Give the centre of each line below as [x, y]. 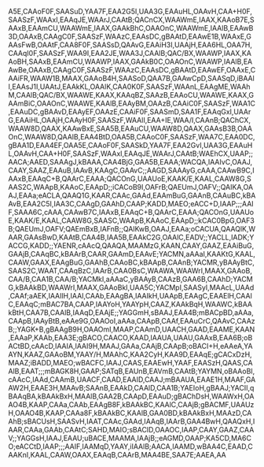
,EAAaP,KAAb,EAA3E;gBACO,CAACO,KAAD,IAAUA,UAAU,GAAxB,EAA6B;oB [130, 337]
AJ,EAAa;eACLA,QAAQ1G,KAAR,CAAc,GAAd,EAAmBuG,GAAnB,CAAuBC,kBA [132, 195]
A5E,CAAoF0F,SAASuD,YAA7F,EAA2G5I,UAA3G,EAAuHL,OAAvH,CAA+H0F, [130, 11]
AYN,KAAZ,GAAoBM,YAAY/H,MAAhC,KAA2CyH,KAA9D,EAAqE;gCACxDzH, [130, 354]
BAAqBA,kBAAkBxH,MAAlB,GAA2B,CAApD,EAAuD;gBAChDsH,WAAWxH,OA [131, 396]
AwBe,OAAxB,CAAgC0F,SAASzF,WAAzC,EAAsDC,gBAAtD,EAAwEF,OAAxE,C [132, 70]
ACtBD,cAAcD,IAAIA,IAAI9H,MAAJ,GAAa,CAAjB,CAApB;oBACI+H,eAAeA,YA [130, 346]
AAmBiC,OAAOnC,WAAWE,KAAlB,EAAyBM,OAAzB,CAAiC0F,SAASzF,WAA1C [132, 103]
